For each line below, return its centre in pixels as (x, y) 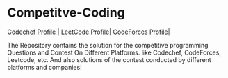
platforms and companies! (44, 67)
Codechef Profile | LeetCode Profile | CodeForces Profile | (89, 32)
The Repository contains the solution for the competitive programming (108, 45)
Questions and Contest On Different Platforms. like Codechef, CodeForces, (114, 52)
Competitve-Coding (66, 13)
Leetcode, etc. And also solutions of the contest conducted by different (109, 59)
